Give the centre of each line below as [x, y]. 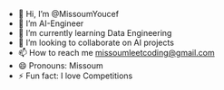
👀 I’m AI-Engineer [51, 23]
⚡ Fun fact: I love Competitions [75, 76]
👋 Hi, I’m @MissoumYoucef [68, 14]
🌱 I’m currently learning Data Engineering [95, 33]
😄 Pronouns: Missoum [61, 66]
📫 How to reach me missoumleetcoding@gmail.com [116, 53]
